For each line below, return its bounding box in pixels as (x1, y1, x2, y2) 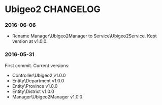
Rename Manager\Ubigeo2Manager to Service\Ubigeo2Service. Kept (12, 33, 157, 39)
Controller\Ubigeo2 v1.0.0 (12, 72, 66, 78)
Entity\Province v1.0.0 (12, 83, 58, 89)
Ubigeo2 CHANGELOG (5, 4, 101, 15)
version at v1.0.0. (12, 38, 48, 44)
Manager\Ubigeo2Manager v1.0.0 (12, 93, 83, 99)
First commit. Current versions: (5, 62, 70, 69)
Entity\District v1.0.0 (12, 88, 54, 94)
